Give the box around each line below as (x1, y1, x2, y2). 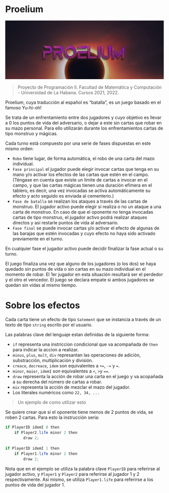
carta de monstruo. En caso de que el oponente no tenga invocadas (12, 209, 153, 215)
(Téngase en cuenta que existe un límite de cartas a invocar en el (12, 176, 148, 182)
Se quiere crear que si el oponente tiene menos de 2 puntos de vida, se (5, 409, 153, 415)
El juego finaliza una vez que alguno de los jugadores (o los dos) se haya (5, 261, 156, 267)
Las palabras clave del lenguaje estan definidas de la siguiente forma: (5, 331, 150, 337)
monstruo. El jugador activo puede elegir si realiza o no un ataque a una (12, 203, 162, 210)
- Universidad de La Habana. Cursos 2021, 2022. (17, 89, 119, 95)
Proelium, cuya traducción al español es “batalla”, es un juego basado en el (5, 99, 161, 105)
